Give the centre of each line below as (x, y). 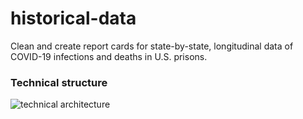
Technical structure (59, 82)
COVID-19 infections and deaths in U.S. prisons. (109, 56)
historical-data (73, 18)
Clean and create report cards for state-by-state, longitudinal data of (152, 46)
